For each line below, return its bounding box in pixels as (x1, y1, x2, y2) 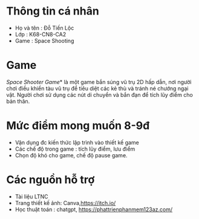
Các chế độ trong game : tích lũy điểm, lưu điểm (15, 145, 135, 152)
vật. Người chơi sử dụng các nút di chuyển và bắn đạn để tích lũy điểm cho (6, 91, 194, 98)
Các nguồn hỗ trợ (6, 173, 95, 186)
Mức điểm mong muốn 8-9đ (6, 119, 150, 132)
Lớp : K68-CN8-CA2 (15, 30, 67, 38)
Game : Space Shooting (15, 37, 74, 44)
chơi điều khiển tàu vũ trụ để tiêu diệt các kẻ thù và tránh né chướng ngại (6, 85, 189, 92)
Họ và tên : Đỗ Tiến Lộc (15, 24, 74, 31)
